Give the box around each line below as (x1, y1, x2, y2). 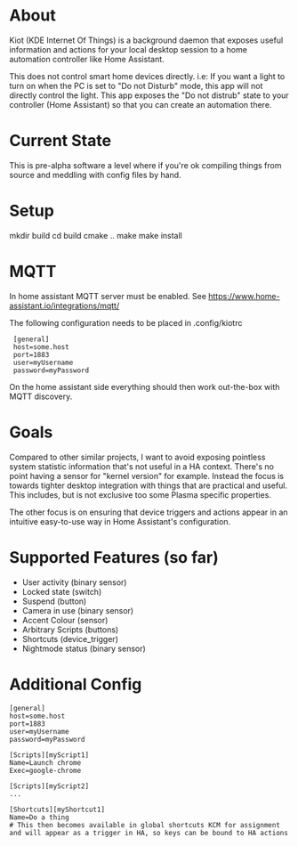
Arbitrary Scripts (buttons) (21, 624, 119, 635)
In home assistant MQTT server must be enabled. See (9, 290, 207, 301)
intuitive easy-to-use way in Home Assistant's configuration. (9, 516, 231, 526)
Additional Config (9, 674, 142, 695)
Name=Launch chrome (9, 758, 82, 767)
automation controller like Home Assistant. (9, 53, 165, 64)
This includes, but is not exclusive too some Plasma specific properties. (9, 489, 271, 500)
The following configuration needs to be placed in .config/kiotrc (9, 317, 243, 328)
